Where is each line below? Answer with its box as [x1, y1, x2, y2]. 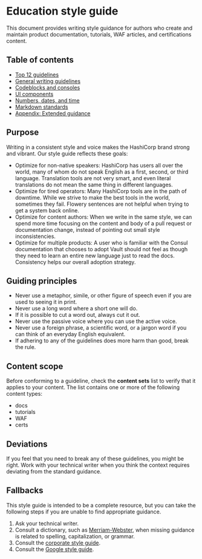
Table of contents [6, 55, 74, 65]
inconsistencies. [15, 232, 56, 240]
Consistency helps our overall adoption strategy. [15, 258, 136, 265]
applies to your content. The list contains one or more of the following [6, 384, 180, 391]
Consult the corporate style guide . [15, 539, 101, 546]
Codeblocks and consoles [15, 84, 80, 91]
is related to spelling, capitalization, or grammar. [15, 532, 135, 540]
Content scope [6, 361, 64, 371]
